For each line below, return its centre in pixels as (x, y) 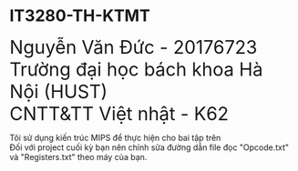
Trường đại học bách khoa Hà (136, 69)
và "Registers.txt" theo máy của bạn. (78, 156)
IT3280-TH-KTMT (80, 16)
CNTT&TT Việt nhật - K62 (119, 114)
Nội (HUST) (59, 91)
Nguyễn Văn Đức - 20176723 (134, 47)
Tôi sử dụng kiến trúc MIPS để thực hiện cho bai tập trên (115, 137)
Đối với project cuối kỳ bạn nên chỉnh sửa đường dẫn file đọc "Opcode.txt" (149, 147)
